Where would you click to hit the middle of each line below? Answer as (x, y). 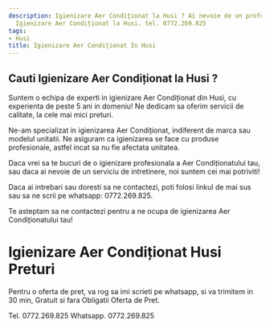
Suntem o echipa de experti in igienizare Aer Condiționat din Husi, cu (123, 97)
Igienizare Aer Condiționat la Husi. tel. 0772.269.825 (111, 23)
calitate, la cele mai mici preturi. (61, 114)
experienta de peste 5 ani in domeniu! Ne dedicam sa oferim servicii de (126, 106)
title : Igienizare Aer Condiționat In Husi (82, 46)
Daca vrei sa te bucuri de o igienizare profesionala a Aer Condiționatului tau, (135, 162)
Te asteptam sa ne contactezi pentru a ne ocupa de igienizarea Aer (119, 211)
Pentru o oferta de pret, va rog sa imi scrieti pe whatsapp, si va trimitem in (131, 291)
